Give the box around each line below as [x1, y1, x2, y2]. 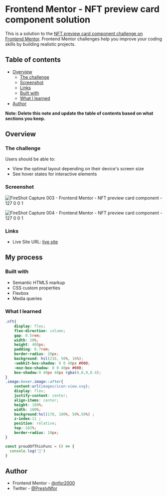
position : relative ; [14, 421, 57, 426]
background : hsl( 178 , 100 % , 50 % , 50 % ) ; [14, 412, 95, 417]
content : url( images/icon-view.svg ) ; [14, 384, 91, 389]
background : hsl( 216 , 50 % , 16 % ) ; [14, 356, 84, 362]
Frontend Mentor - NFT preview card [5, 3, 160, 15]
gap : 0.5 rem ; [14, 333, 41, 338]
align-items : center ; [14, 397, 59, 403]
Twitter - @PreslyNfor [12, 486, 58, 492]
